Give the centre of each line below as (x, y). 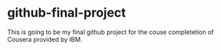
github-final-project (67, 13)
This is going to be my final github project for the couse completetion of (110, 32)
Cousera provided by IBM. (45, 39)
